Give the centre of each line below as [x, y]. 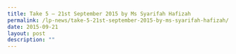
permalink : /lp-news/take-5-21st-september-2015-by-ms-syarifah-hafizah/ [118, 20]
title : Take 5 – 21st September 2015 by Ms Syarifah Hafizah [99, 14]
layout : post [26, 33]
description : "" [31, 40]
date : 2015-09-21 [33, 27]
